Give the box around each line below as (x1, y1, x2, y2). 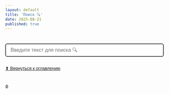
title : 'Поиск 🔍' (5, 12, 43, 17)
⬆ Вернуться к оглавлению (5, 66, 61, 71)
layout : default (5, 7, 39, 13)
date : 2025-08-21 (5, 17, 42, 22)
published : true (5, 21, 39, 27)
